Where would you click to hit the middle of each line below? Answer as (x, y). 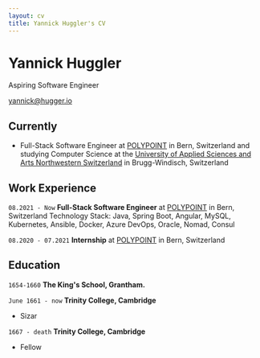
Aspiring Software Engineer (54, 85)
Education (35, 265)
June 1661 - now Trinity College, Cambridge (82, 300)
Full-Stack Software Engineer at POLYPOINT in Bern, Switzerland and (135, 146)
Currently (33, 126)
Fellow (31, 347)
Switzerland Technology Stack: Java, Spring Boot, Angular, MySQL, (120, 216)
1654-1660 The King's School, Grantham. (77, 284)
